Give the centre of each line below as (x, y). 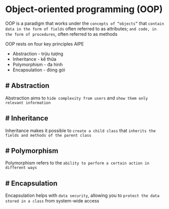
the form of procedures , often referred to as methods (61, 34)
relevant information (28, 103)
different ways (21, 168)
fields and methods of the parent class (49, 135)
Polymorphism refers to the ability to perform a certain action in (77, 163)
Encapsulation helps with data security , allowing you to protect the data (82, 195)
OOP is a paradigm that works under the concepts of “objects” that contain (85, 23)
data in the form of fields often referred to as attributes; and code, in (81, 28)
